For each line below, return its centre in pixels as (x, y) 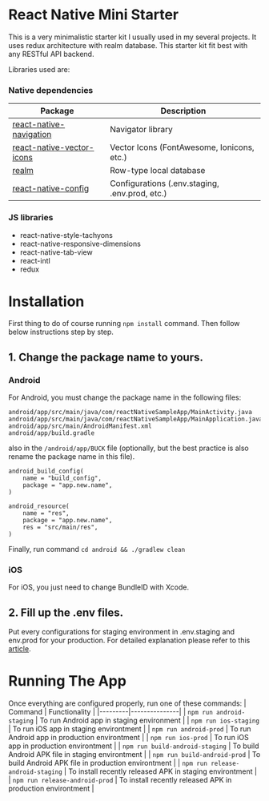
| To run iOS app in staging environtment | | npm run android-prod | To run (130, 729)
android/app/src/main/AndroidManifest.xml (80, 426)
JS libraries (31, 218)
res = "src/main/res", (60, 527)
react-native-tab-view (56, 252)
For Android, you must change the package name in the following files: (125, 397)
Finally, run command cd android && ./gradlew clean (97, 549)
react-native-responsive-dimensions (80, 244)
